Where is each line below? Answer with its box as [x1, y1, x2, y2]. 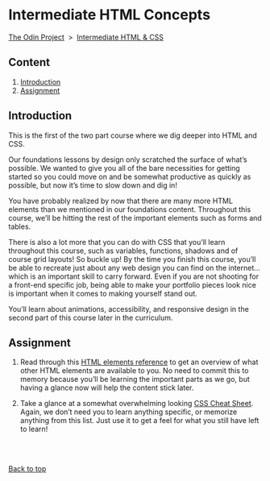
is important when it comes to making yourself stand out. [8, 288, 197, 298]
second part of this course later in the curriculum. [8, 313, 173, 322]
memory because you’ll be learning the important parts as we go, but [19, 375, 250, 384]
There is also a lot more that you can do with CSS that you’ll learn [8, 237, 226, 247]
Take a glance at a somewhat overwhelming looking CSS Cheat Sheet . [19, 399, 254, 408]
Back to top [8, 464, 47, 474]
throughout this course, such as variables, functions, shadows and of [8, 246, 239, 255]
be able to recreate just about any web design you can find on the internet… [8, 263, 260, 272]
